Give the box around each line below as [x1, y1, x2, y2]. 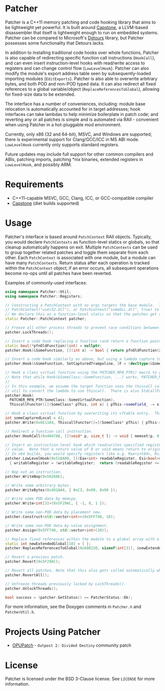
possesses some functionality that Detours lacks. [5, 40, 105, 46]
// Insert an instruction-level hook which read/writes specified [5, 442, 144, 447]
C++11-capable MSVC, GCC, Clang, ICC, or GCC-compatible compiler [12, 195, 154, 201]
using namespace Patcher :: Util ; [5, 289, 71, 294]
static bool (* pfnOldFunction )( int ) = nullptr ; [5, 343, 102, 348]
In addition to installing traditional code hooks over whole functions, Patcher [5, 50, 159, 55]
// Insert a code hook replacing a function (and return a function [5, 338, 148, 344]
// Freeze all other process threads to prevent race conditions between [5, 325, 160, 331]
